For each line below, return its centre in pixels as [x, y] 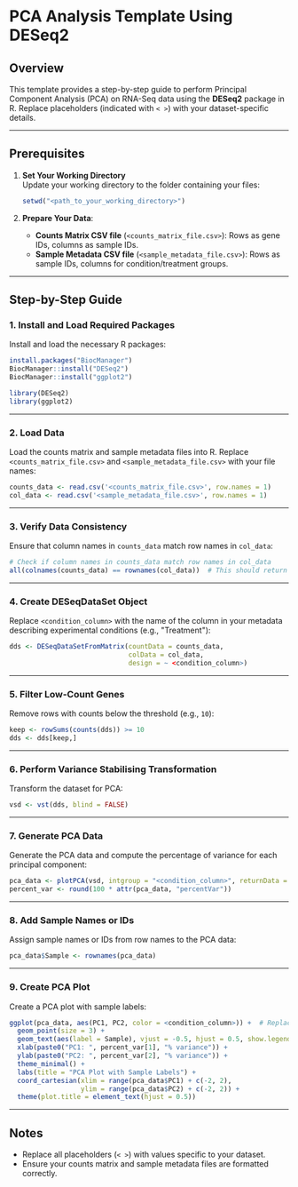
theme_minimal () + [51, 1064]
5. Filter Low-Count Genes [67, 694]
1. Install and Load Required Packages [92, 325]
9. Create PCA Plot [50, 987]
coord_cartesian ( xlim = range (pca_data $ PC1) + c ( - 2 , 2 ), [125, 1080]
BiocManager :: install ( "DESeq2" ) [69, 369]
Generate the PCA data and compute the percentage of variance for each [143, 856]
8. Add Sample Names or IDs [72, 920]
